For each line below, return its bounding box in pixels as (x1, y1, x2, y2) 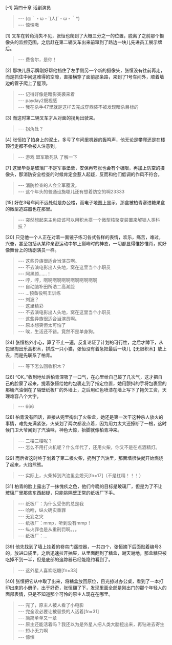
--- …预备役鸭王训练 (17, 290, 61, 296)
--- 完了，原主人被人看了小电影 (17, 602, 84, 608)
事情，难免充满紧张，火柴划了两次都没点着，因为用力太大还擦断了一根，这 (5, 420, 162, 426)
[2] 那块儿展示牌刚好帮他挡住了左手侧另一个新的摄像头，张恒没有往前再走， (5, 67, 165, 73)
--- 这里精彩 (17, 303, 44, 309)
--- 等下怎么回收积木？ (17, 363, 67, 369)
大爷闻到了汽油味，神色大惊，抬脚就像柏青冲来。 (18, 427, 122, 433)
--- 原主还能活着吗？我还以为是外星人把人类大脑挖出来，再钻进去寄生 (17, 621, 165, 627)
